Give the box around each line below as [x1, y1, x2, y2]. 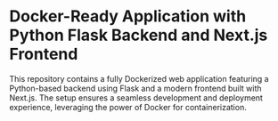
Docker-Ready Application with [9, 6, 247, 27]
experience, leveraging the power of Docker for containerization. [9, 101, 247, 112]
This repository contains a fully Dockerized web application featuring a [9, 73, 269, 84]
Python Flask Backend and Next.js [9, 25, 268, 45]
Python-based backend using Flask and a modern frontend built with [9, 83, 262, 93]
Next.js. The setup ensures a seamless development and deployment [9, 92, 263, 103]
